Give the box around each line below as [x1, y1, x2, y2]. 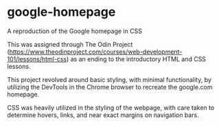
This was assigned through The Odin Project [7, 40, 133, 48]
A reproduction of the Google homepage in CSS [7, 27, 143, 35]
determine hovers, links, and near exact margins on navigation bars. [7, 111, 199, 119]
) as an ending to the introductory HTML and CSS [66, 54, 207, 63]
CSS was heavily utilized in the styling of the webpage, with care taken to [7, 103, 215, 112]
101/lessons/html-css [7, 54, 67, 63]
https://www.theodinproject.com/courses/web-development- [9, 48, 183, 56]
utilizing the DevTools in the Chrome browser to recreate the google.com [7, 83, 213, 91]
